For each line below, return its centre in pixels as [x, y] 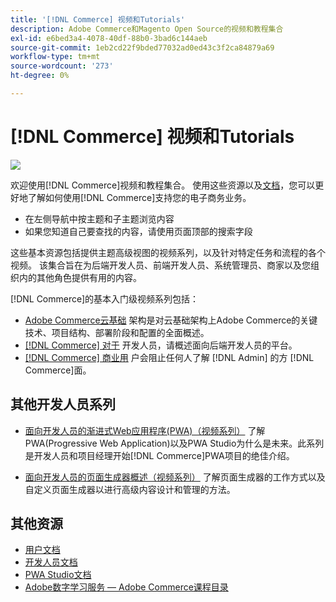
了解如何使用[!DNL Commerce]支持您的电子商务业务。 [139, 197]
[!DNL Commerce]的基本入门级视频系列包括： [105, 298]
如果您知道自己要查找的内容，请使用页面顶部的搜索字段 [138, 231]
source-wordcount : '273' [62, 66]
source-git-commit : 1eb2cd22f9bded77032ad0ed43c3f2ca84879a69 [142, 47]
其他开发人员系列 [63, 404]
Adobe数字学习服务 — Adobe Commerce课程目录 [126, 587]
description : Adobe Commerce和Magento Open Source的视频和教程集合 [147, 29]
